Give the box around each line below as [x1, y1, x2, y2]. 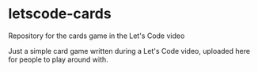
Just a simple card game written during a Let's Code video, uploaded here [8, 46, 251, 55]
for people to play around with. [8, 55, 108, 64]
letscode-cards [8, 5, 112, 23]
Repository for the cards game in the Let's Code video [8, 31, 185, 40]
